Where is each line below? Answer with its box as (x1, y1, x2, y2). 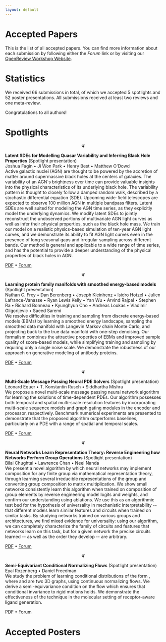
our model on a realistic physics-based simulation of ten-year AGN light (5, 226, 152, 232)
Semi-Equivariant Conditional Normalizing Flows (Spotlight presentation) (5, 563, 157, 569)
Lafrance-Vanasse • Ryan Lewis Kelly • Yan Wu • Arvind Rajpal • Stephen (5, 297, 156, 303)
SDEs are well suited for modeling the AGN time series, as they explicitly (5, 205, 153, 211)
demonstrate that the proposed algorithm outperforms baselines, (5, 416, 138, 422)
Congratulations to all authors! (5, 109, 67, 115)
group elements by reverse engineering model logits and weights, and (5, 491, 148, 498)
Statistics (5, 73, 46, 84)
